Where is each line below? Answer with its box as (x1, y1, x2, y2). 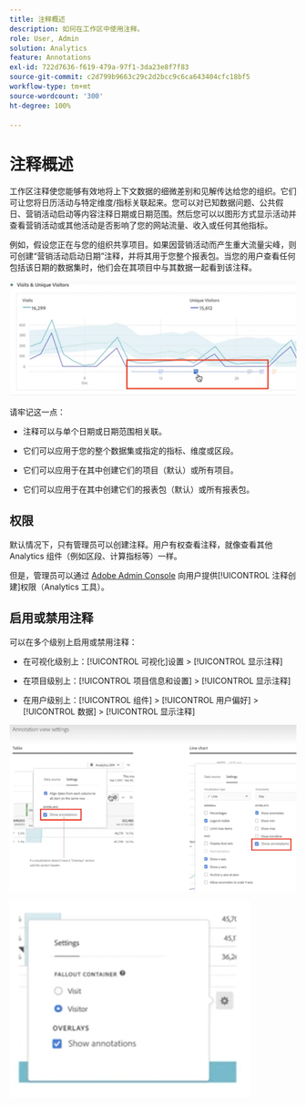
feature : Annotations (9, 53, 92, 63)
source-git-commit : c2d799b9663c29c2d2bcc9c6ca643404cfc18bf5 (9, 73, 250, 82)
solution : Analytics (9, 44, 88, 53)
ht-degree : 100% (9, 101, 71, 110)
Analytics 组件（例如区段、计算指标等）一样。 (9, 550, 182, 561)
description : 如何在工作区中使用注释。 (9, 24, 144, 34)
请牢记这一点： (9, 406, 66, 418)
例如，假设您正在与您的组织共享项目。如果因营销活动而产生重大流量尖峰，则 (9, 240, 297, 251)
